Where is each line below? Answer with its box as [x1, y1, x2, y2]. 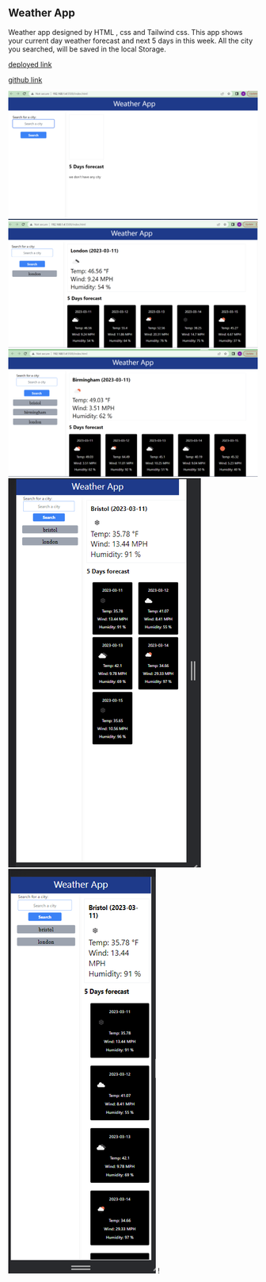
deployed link [8, 59, 52, 69]
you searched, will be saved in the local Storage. [8, 44, 166, 54]
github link [8, 75, 43, 84]
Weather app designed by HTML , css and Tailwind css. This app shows [8, 27, 243, 36]
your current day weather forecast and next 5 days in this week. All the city [8, 36, 253, 45]
